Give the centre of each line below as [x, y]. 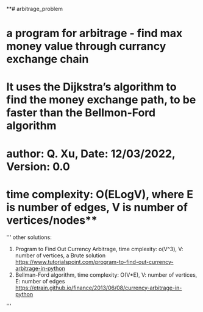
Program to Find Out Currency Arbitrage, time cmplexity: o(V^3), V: [99, 249]
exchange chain [48, 59]
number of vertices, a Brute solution [60, 255]
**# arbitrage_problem [34, 9]
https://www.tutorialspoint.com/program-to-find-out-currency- [94, 262]
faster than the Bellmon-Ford [81, 113]
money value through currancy [86, 47]
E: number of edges [40, 281]
